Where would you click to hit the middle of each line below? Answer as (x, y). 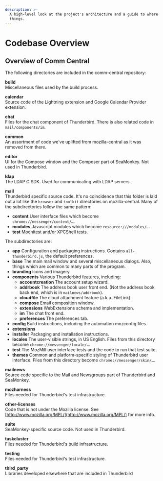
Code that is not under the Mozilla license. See (52, 409)
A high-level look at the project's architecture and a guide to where (84, 14)
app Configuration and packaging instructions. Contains (69, 251)
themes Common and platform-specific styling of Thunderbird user (80, 355)
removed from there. (26, 147)
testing (12, 454)
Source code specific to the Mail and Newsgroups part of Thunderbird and (80, 375)
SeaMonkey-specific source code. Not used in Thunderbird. (65, 430)
